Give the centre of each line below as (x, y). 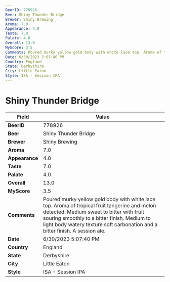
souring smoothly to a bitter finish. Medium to (97, 218)
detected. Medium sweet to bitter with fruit (93, 212)
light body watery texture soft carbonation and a (100, 224)
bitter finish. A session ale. (74, 230)
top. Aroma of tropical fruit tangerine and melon (99, 205)
